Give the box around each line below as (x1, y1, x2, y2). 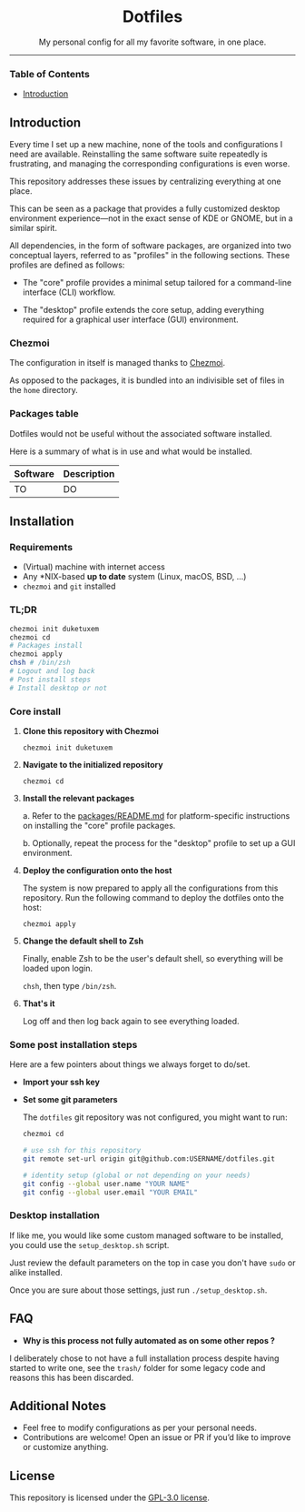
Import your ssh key (22, 1076, 100, 1088)
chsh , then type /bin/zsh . (22, 980, 117, 991)
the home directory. (9, 385, 79, 396)
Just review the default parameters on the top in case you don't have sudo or (9, 1257, 296, 1268)
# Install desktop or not (9, 683, 107, 692)
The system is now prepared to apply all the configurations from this (22, 882, 279, 893)
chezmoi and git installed (22, 580, 116, 592)
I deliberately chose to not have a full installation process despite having (9, 1353, 280, 1364)
